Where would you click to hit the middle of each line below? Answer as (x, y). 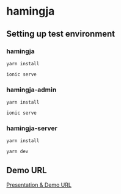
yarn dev (17, 152)
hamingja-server (32, 128)
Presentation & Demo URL (39, 185)
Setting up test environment (61, 34)
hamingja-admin (31, 90)
